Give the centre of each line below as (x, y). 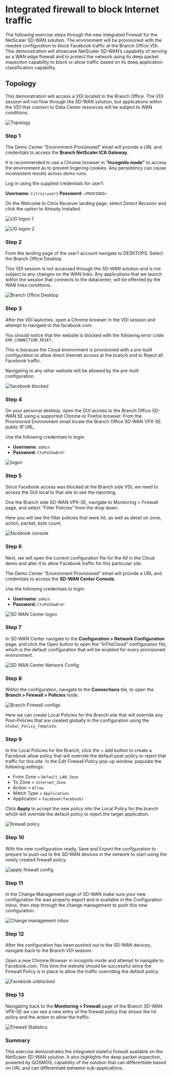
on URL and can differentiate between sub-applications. (64, 1068)
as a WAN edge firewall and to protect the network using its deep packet (82, 56)
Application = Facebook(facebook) (48, 799)
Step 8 (14, 678)
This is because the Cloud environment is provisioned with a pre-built (79, 350)
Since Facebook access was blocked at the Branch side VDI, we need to (82, 487)
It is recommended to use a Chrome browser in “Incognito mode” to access (86, 163)
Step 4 (14, 399)
